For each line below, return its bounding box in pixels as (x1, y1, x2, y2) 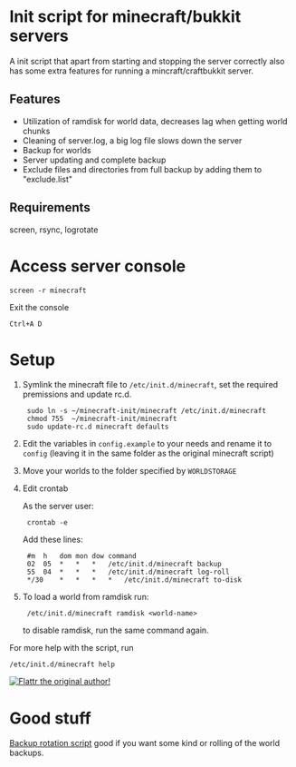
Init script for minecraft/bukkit (9, 6, 242, 27)
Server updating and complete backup (22, 154, 167, 165)
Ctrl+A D (9, 320, 43, 329)
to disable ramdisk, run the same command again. (22, 624, 210, 636)
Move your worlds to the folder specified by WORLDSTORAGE (22, 466, 237, 477)
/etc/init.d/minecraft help (9, 660, 116, 669)
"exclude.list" (22, 173, 72, 184)
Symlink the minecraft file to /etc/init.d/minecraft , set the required (22, 379, 279, 390)
